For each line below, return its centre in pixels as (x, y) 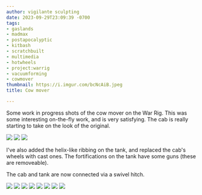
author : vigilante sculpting (43, 12)
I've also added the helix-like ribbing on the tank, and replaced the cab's (96, 150)
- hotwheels (21, 62)
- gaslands (20, 29)
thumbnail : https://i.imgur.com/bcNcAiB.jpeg (64, 85)
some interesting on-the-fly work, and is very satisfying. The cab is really (97, 119)
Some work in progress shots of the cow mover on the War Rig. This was (97, 113)
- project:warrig (28, 68)
